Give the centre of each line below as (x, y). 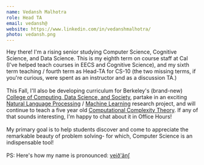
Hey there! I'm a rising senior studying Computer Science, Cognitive (92, 52)
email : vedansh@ (27, 23)
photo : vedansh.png (31, 35)
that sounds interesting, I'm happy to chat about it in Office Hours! (89, 117)
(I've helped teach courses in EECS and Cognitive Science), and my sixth (98, 65)
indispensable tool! (30, 142)
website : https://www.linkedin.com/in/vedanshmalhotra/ (79, 29)
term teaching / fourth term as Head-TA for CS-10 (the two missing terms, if (101, 71)
